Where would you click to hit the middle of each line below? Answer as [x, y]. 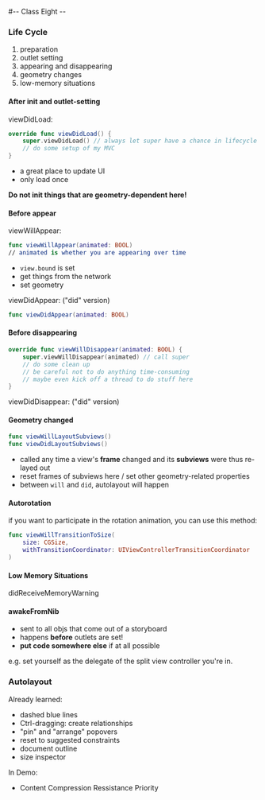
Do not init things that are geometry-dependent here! [98, 195]
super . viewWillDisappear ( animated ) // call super [106, 357]
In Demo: [23, 772]
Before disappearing [43, 332]
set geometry [42, 285]
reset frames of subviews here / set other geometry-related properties [134, 476]
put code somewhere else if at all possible [90, 646]
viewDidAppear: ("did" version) [59, 300]
